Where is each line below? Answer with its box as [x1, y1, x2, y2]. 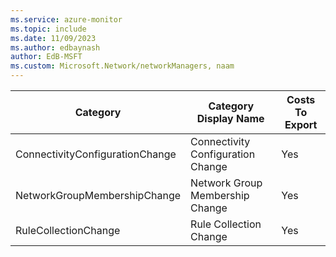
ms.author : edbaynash [10, 42, 101, 53]
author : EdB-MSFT [10, 52, 83, 62]
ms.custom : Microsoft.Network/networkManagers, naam [10, 61, 235, 71]
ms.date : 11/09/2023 [10, 33, 97, 43]
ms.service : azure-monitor [10, 14, 123, 25]
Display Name [196, 112, 265, 125]
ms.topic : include [10, 24, 87, 34]
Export [284, 118, 318, 131]
